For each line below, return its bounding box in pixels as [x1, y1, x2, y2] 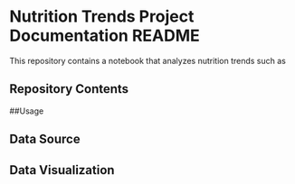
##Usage [9, 106, 44, 116]
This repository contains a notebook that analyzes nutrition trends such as [9, 55, 287, 66]
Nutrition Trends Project [9, 6, 195, 27]
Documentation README [9, 25, 201, 46]
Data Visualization [9, 162, 115, 178]
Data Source [9, 132, 81, 147]
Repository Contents [9, 81, 129, 97]
